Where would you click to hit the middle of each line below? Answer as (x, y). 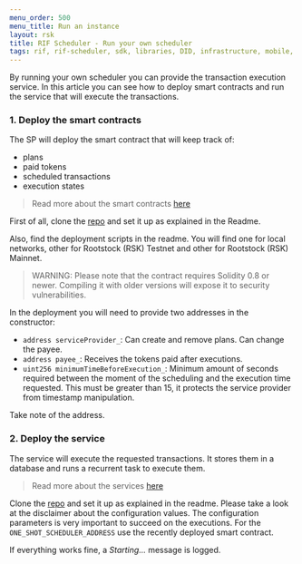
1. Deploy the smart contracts (76, 121)
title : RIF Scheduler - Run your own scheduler (101, 43)
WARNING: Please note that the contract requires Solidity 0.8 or (151, 276)
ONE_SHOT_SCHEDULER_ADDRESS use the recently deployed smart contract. (141, 532)
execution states (53, 186)
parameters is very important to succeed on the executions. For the (135, 522)
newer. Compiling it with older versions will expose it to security (151, 286)
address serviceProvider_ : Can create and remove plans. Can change (153, 340)
